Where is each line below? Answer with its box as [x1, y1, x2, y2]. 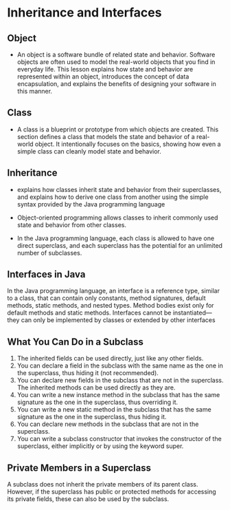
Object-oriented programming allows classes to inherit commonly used [16, 213, 218, 222]
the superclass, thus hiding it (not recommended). [16, 369, 159, 377]
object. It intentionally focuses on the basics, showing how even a [34, 140, 221, 148]
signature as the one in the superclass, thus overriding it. [16, 398, 179, 407]
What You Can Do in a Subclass [7, 336, 144, 348]
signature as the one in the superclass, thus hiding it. [16, 413, 167, 421]
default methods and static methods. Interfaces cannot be [7, 308, 172, 317]
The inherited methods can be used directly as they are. [16, 383, 176, 392]
